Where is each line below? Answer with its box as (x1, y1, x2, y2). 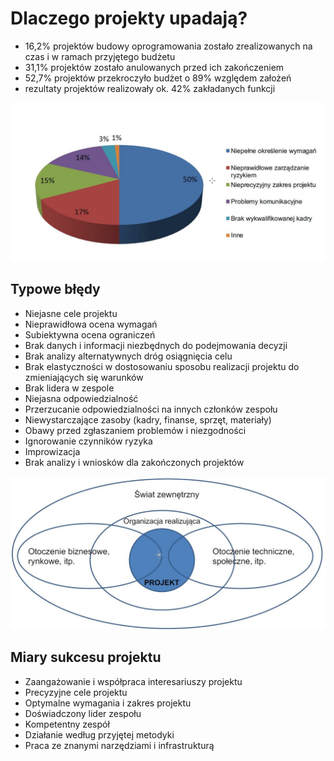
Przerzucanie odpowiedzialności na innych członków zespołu (24, 403, 278, 415)
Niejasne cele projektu (24, 307, 118, 319)
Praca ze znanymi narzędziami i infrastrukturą (24, 739, 215, 751)
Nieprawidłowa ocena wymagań (24, 318, 158, 330)
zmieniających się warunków (24, 371, 144, 383)
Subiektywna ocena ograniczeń (24, 328, 156, 341)
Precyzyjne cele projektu (24, 686, 128, 698)
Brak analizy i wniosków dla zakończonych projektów (24, 456, 245, 468)
